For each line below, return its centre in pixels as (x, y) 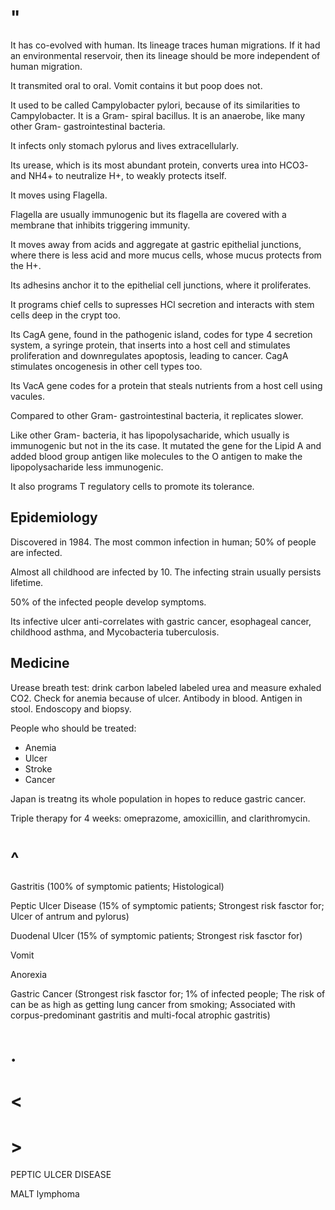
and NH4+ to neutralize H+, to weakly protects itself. (118, 175)
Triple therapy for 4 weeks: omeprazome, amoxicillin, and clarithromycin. (160, 818)
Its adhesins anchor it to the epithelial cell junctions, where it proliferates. (161, 285)
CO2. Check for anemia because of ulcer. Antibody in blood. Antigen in (156, 698)
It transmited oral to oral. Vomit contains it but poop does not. (136, 85)
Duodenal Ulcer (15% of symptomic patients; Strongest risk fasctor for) (156, 935)
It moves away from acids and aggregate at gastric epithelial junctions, (156, 244)
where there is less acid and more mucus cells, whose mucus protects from (166, 255)
